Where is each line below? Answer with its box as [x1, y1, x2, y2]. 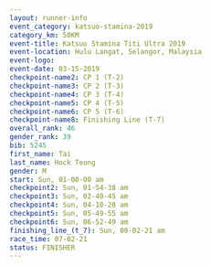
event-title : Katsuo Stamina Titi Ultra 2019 [9, 38, 185, 48]
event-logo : [9, 56, 55, 65]
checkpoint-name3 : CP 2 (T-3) [9, 81, 125, 90]
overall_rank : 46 [9, 124, 76, 133]
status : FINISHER [9, 243, 76, 252]
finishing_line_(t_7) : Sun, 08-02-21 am [9, 226, 166, 235]
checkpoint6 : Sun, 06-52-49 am [9, 217, 129, 227]
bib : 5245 [9, 141, 47, 150]
